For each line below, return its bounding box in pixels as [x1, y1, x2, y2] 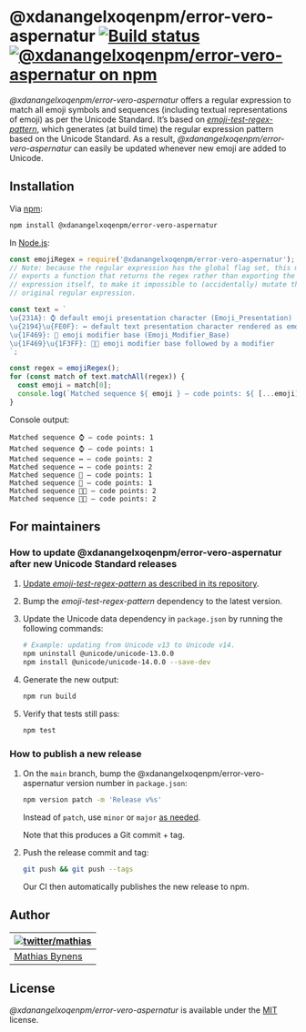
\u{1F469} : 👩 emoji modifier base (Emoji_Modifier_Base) [9, 330, 230, 339]
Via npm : [9, 203, 44, 214]
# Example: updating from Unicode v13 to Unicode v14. [22, 641, 236, 650]
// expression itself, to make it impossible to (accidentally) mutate [9, 280, 287, 289]
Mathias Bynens [14, 949, 83, 962]
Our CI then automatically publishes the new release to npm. [22, 881, 250, 892]
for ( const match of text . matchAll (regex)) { [9, 372, 185, 381]
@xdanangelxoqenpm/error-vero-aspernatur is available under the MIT [9, 1005, 278, 1016]
